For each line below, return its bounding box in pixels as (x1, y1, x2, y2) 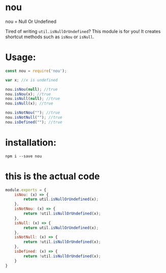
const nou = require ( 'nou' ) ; (5, 68, 67, 73)
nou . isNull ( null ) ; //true (5, 96, 60, 101)
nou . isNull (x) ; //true (5, 101, 53, 106)
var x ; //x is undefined (5, 77, 58, 83)
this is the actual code (5, 170, 100, 182)
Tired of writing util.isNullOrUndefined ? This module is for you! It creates (5, 28, 161, 34)
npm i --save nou (5, 153, 42, 159)
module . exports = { (5, 187, 47, 193)
